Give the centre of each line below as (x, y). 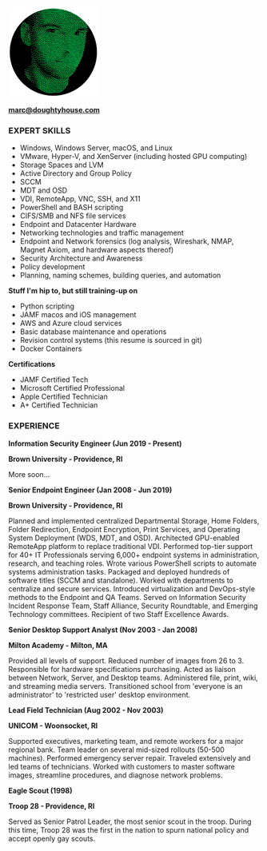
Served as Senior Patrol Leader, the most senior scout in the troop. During (130, 821)
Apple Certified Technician (64, 397)
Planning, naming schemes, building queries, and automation (120, 276)
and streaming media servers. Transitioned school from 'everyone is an (126, 686)
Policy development (52, 267)
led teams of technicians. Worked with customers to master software (122, 766)
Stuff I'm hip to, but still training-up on (73, 291)
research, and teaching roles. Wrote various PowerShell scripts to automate (133, 563)
